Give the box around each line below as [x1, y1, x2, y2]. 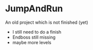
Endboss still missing [12, 34, 56, 40]
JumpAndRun [5, 3, 63, 14]
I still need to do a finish [12, 29, 62, 35]
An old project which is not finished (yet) [5, 19, 89, 25]
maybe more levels [12, 39, 51, 45]
